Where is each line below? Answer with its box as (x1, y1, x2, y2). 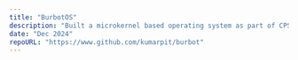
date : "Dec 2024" (9, 29, 74, 38)
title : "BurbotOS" (9, 12, 77, 22)
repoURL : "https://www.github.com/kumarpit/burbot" (9, 37, 204, 47)
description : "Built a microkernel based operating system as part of (9, 21, 276, 30)
